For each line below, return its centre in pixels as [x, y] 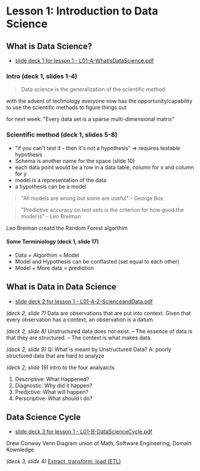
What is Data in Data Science [61, 287]
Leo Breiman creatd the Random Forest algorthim [67, 228]
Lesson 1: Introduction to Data [82, 11]
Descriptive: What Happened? [52, 379]
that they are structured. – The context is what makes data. [79, 337]
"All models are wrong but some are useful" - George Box [92, 198]
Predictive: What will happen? [52, 392]
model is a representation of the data [61, 180]
